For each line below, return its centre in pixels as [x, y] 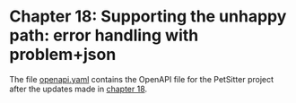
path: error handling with [104, 35]
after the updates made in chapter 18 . [78, 89]
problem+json [63, 55]
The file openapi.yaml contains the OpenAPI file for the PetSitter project [142, 79]
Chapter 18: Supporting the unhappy [148, 17]
